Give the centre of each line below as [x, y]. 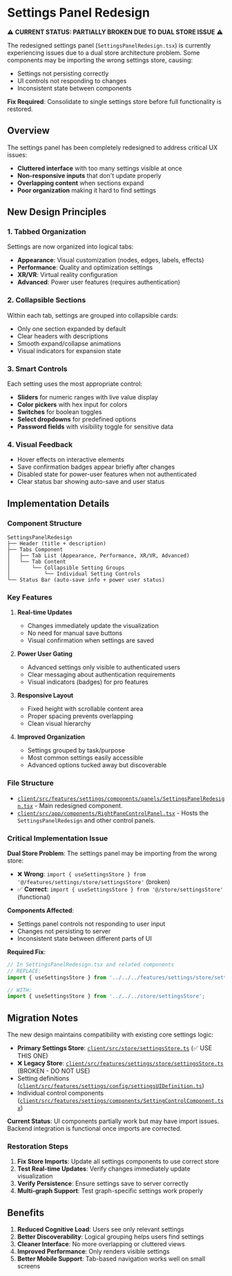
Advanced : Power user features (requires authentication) [99, 282]
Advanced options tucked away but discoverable [97, 765]
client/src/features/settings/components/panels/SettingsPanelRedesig [121, 799]
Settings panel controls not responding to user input [91, 924]
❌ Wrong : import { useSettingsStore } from [81, 874]
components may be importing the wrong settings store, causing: [100, 60]
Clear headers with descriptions [62, 336]
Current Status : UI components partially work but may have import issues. [113, 1121]
